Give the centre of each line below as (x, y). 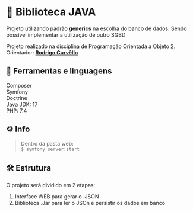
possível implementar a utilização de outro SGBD (66, 34)
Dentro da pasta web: (47, 143)
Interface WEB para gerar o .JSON (57, 197)
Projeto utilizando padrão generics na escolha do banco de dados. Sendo (96, 28)
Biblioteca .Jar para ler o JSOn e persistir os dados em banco (90, 203)
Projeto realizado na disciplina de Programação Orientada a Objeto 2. (91, 46)
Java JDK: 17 (22, 104)
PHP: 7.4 (17, 110)
